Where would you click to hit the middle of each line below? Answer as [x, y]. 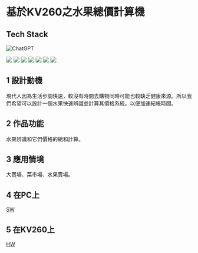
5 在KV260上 [30, 230]
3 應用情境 [25, 160]
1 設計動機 [24, 80]
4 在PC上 [23, 195]
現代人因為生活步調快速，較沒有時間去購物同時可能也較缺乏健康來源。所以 [96, 96]
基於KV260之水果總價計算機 [75, 12]
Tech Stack [27, 34]
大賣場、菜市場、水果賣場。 [40, 175]
